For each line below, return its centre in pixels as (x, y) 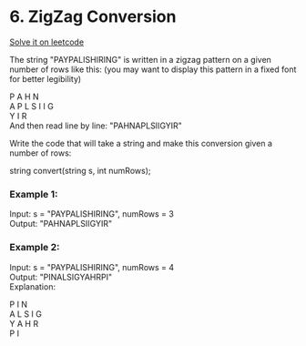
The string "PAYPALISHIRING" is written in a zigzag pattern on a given (140, 59)
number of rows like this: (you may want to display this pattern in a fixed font (153, 69)
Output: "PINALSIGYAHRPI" (61, 277)
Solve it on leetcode (47, 42)
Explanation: (33, 286)
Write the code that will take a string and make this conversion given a (141, 143)
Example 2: (35, 248)
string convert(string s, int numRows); (80, 170)
